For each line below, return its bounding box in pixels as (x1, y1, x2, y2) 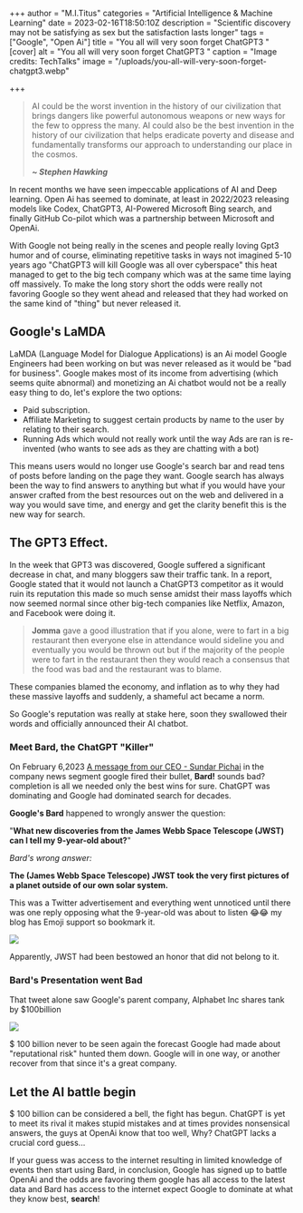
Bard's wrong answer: (9, 852, 92, 863)
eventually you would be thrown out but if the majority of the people (31, 644, 285, 655)
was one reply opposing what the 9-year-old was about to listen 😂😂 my (9, 906, 282, 917)
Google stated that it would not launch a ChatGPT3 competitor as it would (9, 578, 284, 589)
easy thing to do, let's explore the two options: (9, 386, 183, 397)
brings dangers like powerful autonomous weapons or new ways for (31, 111, 286, 121)
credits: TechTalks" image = (9, 56, 113, 66)
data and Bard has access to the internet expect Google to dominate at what (9, 1184, 294, 1195)
